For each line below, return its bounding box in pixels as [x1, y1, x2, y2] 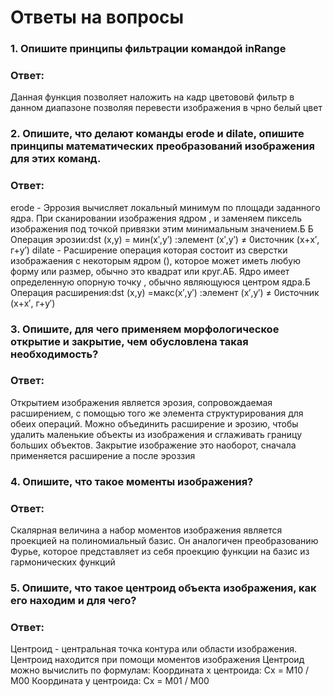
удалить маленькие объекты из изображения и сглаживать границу [10, 428, 303, 440]
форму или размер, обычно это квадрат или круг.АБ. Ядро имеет [10, 265, 290, 277]
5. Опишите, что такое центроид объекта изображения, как [10, 581, 317, 595]
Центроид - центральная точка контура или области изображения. [10, 643, 298, 655]
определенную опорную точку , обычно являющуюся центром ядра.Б [10, 276, 311, 288]
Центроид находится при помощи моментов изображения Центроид [10, 654, 305, 666]
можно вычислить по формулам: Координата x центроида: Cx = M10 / [10, 664, 309, 676]
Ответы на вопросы [10, 6, 185, 29]
